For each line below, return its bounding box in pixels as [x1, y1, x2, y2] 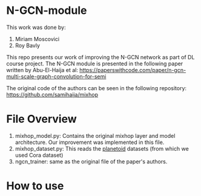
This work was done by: [6, 24, 66, 31]
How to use [6, 179, 64, 193]
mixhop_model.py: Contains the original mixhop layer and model [15, 132, 176, 139]
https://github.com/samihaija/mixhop [6, 91, 99, 98]
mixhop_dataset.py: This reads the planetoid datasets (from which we [15, 145, 189, 152]
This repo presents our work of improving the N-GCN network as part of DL [6, 53, 195, 60]
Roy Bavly [15, 42, 41, 49]
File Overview [6, 113, 77, 126]
